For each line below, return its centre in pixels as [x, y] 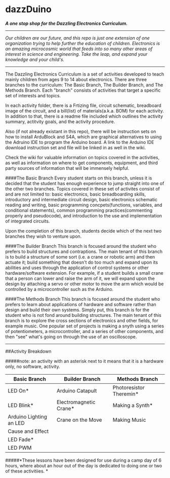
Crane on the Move [79, 420]
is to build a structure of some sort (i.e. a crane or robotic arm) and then [80, 256]
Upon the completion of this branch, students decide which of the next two [83, 231]
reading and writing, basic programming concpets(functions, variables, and [84, 205]
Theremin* [126, 394]
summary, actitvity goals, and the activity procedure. [60, 121]
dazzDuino [28, 9]
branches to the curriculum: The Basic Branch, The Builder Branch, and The [84, 85]
